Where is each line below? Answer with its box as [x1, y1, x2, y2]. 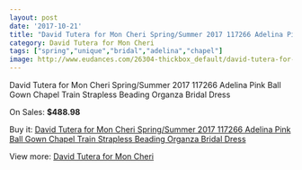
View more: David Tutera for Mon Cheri [9, 151, 155, 162]
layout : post [9, 13, 58, 22]
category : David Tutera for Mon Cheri [9, 38, 155, 48]
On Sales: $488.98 [9, 107, 81, 117]
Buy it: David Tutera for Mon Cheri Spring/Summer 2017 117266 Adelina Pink [9, 124, 291, 135]
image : [9, 55, 34, 64]
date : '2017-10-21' [9, 22, 83, 31]
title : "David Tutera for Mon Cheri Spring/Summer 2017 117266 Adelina [9, 30, 283, 39]
